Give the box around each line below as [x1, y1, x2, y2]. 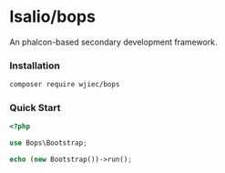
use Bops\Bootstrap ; [9, 138, 88, 148]
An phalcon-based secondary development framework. [9, 36, 218, 47]
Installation [9, 59, 61, 72]
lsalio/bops [9, 6, 96, 27]
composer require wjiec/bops [9, 80, 120, 89]
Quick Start [9, 102, 61, 115]
